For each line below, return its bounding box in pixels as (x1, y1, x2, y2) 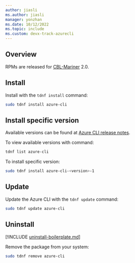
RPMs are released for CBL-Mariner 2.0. (5, 63, 89, 69)
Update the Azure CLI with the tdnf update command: (5, 196, 119, 202)
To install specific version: (5, 159, 60, 165)
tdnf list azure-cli (5, 149, 49, 155)
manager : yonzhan (5, 17, 42, 22)
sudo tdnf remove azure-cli (5, 253, 65, 258)
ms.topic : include (5, 27, 44, 32)
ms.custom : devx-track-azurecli (5, 31, 74, 36)
